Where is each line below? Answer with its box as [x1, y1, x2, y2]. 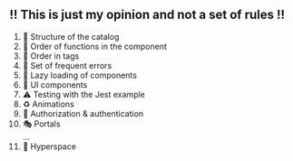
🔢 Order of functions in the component [22, 41, 168, 52]
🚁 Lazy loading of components [22, 70, 138, 80]
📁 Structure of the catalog [22, 31, 120, 42]
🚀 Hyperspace [22, 140, 77, 152]
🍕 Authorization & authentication [22, 108, 144, 118]
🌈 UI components [22, 79, 88, 90]
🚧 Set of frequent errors [22, 60, 112, 71]
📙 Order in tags [22, 50, 80, 62]
